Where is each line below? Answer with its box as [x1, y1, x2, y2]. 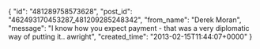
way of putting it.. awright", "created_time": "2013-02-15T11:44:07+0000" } [8, 32, 253, 41]
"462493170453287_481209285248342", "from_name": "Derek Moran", [8, 15, 242, 24]
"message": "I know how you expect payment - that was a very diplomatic [8, 24, 251, 32]
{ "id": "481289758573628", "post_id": [8, 7, 133, 16]
